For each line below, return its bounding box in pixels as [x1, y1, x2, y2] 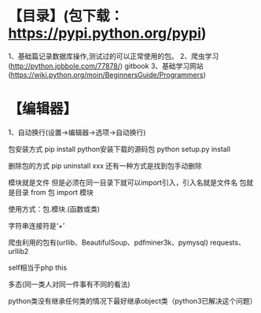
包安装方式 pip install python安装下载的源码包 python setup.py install [8, 144, 230, 153]
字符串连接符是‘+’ [8, 221, 65, 230]
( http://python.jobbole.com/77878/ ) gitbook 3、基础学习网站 [8, 61, 204, 71]
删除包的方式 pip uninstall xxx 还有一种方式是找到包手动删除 [8, 160, 203, 170]
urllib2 [8, 246, 29, 256]
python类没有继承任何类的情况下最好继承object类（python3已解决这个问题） [8, 296, 257, 305]
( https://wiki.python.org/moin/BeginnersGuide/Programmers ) [8, 70, 207, 79]
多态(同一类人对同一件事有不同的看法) [8, 279, 131, 289]
